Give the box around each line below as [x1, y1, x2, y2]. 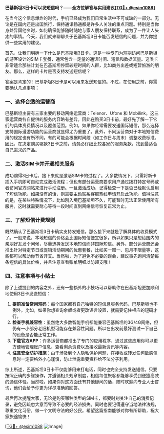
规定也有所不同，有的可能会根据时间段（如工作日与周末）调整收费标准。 [13, 135, 159, 141]
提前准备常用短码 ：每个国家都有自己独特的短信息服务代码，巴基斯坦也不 [12, 301, 158, 307]
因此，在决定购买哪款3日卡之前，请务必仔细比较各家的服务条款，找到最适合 [5, 141, 158, 147]
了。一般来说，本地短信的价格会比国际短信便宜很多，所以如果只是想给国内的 [5, 234, 159, 240]
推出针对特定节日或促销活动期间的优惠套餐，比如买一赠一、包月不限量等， [5, 247, 155, 252]
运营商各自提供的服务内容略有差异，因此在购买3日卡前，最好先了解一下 [9, 116, 153, 122]
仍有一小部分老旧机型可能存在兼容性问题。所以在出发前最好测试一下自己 [12, 325, 158, 332]
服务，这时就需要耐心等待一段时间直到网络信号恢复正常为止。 [5, 203, 129, 209]
